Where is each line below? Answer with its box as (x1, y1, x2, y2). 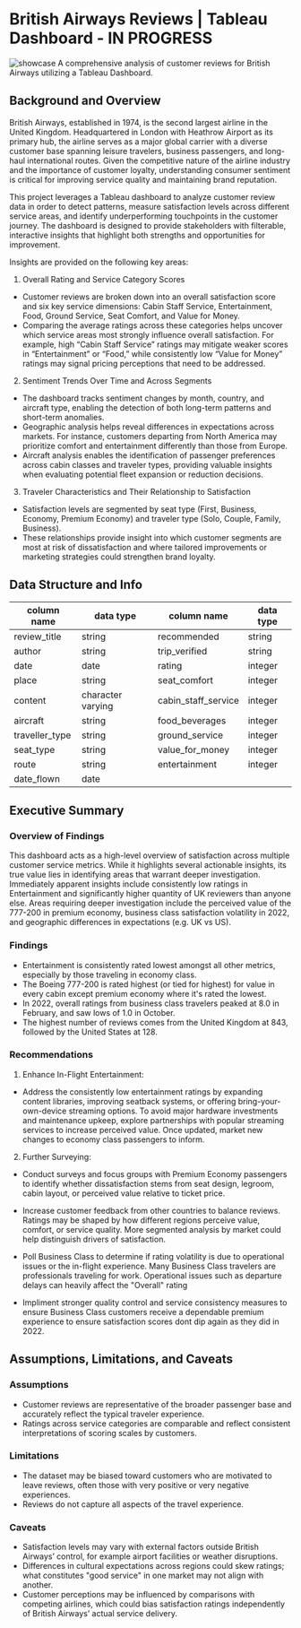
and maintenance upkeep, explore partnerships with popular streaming (21, 1114, 285, 1125)
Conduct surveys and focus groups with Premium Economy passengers (21, 1168, 288, 1179)
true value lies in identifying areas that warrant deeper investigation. (9, 870, 262, 880)
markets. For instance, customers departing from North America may (21, 430, 278, 441)
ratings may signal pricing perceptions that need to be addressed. (21, 358, 266, 368)
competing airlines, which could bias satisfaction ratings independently (21, 1598, 285, 1609)
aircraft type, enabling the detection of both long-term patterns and (21, 402, 271, 412)
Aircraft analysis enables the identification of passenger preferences (21, 449, 276, 461)
